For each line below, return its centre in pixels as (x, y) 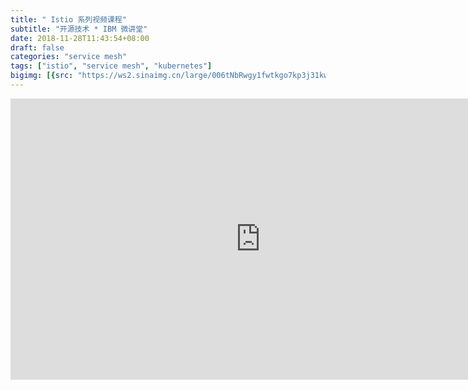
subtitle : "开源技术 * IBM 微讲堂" (79, 29)
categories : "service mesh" (69, 57)
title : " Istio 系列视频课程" (68, 19)
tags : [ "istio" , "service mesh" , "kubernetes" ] (111, 66)
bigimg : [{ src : (42, 76)
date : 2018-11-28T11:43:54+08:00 (80, 38)
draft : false (37, 47)
